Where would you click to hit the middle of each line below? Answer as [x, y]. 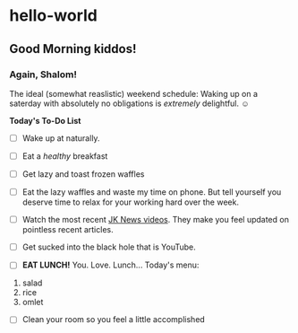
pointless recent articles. [68, 230]
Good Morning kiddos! [73, 49]
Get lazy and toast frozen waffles [83, 174]
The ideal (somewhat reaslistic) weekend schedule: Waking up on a [133, 93]
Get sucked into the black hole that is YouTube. [109, 247]
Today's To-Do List [45, 120]
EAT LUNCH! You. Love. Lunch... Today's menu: [111, 265]
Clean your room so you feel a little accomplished [114, 320]
